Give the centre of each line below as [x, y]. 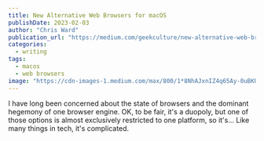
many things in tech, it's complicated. [69, 128]
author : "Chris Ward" [44, 30]
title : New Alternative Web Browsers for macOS [88, 15]
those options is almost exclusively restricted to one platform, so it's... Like [129, 120]
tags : [17, 60]
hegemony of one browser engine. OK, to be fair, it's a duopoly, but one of [128, 111]
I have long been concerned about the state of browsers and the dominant [128, 103]
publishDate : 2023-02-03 [49, 23]
